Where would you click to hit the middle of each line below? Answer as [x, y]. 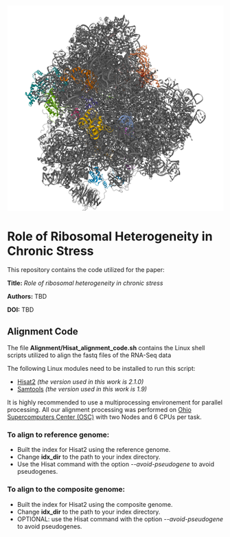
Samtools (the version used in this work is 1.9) [82, 389]
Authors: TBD [27, 297]
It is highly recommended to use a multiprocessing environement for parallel [115, 402]
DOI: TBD [21, 310]
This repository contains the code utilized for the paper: [86, 270]
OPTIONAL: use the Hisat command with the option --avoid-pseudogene [120, 519]
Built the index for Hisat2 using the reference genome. [94, 450]
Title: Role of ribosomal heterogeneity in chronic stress [85, 283]
